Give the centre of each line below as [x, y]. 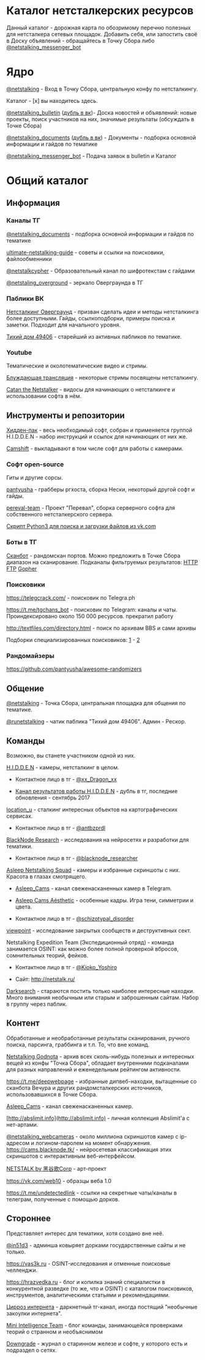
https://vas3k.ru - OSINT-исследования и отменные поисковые [88, 1263]
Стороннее [28, 1219]
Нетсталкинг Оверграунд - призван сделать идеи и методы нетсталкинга [102, 312]
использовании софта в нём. [44, 396]
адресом [18, 1143]
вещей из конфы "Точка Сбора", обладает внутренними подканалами [98, 1063]
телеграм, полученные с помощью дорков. [63, 1199]
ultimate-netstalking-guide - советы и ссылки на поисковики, [86, 252]
